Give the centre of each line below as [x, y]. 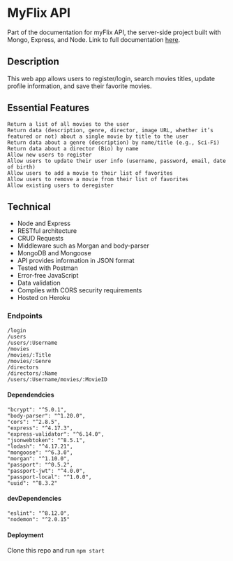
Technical [29, 207]
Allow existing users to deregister [60, 185]
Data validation [39, 283]
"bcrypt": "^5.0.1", [37, 410]
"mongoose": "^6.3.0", [40, 453]
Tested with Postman [47, 268]
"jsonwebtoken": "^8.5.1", [46, 440]
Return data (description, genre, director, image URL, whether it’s [111, 130]
